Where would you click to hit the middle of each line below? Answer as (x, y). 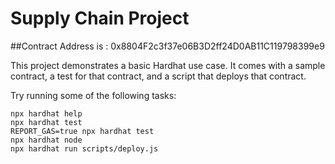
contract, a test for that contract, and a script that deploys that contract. (158, 76)
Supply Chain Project (100, 18)
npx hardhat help (46, 113)
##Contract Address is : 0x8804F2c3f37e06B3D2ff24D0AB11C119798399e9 (167, 46)
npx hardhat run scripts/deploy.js (84, 148)
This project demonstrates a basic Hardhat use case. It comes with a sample (168, 65)
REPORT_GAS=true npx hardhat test (82, 131)
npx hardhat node (46, 140)
